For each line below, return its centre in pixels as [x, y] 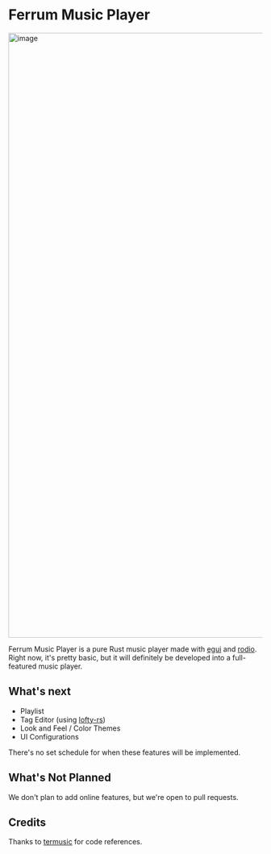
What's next [40, 692]
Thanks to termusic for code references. [75, 842]
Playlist [32, 710]
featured [23, 666]
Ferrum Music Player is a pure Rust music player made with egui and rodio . [133, 649]
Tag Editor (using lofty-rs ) [63, 719]
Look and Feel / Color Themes [70, 728]
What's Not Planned [60, 778]
